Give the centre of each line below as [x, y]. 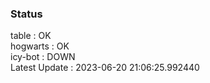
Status [26, 14]
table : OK [31, 36]
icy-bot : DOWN [43, 57]
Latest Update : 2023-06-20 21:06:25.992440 [105, 68]
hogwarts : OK [40, 46]
